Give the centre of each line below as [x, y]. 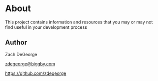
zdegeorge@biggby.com [30, 63]
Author [16, 43]
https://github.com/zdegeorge [36, 73]
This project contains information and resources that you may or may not [79, 22]
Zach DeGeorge [21, 54]
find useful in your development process [46, 27]
